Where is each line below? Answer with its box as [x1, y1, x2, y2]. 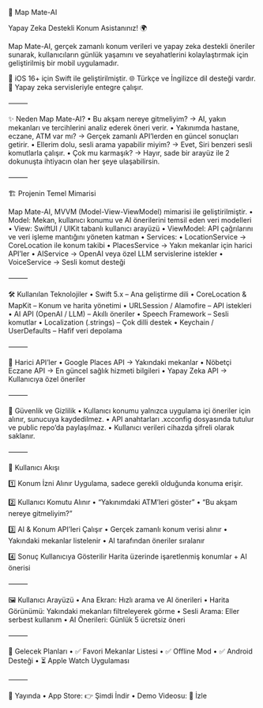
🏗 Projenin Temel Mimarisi [8, 189, 96, 198]
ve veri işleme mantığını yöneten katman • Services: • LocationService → [8, 232, 246, 241]
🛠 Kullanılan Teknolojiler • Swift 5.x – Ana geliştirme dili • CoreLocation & [8, 289, 247, 299]
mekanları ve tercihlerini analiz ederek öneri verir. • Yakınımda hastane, [8, 123, 239, 132]
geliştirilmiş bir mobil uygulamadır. [8, 58, 119, 67]
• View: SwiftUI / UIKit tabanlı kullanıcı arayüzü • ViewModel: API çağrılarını [8, 224, 254, 233]
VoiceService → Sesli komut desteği [8, 258, 126, 266]
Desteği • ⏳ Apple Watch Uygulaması [8, 656, 130, 665]
